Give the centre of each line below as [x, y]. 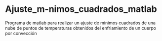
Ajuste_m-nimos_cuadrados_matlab [81, 9]
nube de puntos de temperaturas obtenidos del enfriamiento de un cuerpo [81, 28]
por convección [21, 33]
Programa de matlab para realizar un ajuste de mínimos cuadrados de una [80, 23]
